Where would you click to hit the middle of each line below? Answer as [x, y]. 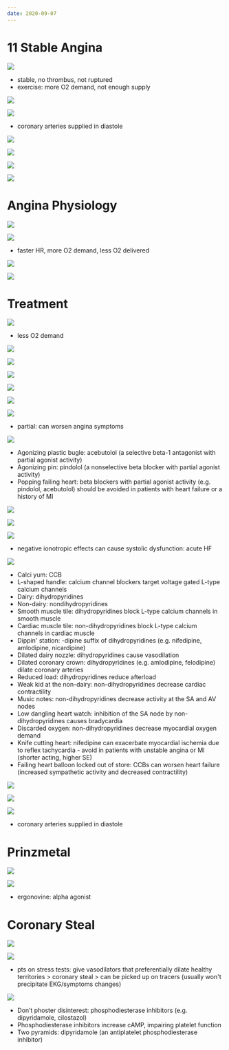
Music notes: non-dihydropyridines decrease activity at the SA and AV [117, 699]
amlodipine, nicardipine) [51, 648]
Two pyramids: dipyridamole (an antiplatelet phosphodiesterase [107, 1032]
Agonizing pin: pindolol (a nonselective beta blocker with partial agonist [118, 467]
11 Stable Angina [55, 47]
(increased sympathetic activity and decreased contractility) [102, 772]
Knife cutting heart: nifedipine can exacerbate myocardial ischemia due [118, 743]
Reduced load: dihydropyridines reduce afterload [87, 677]
